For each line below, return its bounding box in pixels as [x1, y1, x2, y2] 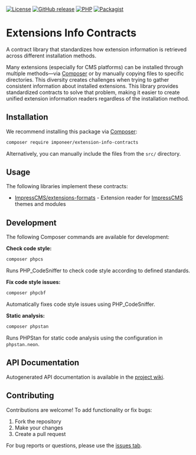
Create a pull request [14, 430, 66, 437]
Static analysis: [6, 312, 45, 319]
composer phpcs [6, 256, 44, 263]
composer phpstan [6, 324, 49, 330]
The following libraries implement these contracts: [6, 183, 128, 190]
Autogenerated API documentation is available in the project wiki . [6, 373, 165, 380]
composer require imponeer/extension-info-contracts [6, 139, 139, 145]
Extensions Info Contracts [6, 27, 137, 40]
